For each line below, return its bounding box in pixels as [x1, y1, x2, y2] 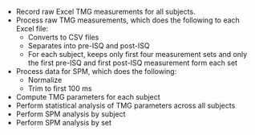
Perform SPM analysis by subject [15, 109, 126, 119]
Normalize [27, 76, 63, 84]
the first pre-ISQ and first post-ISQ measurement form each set [27, 58, 238, 67]
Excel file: [15, 24, 49, 33]
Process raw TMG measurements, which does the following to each [15, 15, 241, 25]
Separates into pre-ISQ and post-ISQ [27, 41, 150, 51]
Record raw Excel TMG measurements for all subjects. [15, 7, 196, 16]
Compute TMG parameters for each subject [15, 92, 160, 101]
